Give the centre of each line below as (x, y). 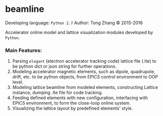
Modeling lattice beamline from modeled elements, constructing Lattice (85, 87)
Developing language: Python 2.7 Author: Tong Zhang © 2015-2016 (74, 23)
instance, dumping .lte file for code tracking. (57, 93)
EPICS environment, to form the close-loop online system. (71, 103)
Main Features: (24, 50)
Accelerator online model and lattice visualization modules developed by (79, 32)
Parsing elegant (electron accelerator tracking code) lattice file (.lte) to (84, 61)
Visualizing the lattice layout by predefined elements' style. (73, 108)
